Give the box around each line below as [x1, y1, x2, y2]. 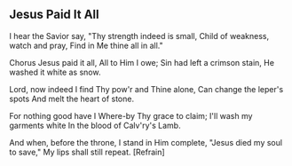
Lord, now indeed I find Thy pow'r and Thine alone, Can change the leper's [9, 83, 284, 94]
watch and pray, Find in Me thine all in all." [9, 40, 163, 51]
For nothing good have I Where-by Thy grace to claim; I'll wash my [9, 110, 253, 121]
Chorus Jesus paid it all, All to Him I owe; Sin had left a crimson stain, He [9, 57, 275, 67]
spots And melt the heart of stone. [9, 93, 135, 104]
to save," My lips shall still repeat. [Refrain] [9, 146, 166, 157]
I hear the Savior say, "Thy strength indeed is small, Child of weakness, [9, 30, 269, 41]
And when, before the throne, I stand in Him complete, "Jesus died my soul [9, 137, 282, 147]
